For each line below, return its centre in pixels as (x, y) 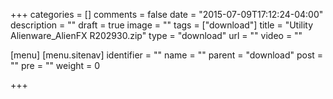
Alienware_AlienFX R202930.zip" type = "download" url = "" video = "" (156, 35)
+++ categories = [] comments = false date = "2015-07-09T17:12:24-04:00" (167, 14)
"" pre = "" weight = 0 (55, 65)
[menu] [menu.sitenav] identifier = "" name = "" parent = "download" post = (167, 55)
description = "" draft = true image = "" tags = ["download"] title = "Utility (162, 25)
